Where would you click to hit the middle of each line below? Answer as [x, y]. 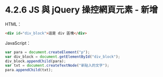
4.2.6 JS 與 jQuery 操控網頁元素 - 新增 [81, 10]
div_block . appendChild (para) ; [36, 61]
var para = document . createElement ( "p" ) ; [48, 52]
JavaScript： [18, 43]
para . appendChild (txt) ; [29, 70]
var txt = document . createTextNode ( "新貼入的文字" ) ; [57, 65]
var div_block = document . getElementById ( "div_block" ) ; [63, 57]
